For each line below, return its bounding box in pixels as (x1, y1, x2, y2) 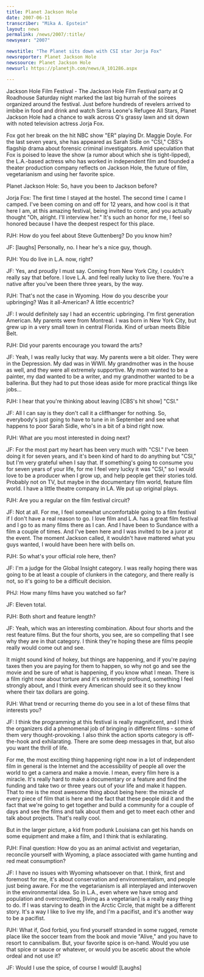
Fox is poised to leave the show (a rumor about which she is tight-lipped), (6, 151, 191, 158)
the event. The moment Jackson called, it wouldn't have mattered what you (6, 534, 195, 541)
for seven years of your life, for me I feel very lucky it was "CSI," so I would (6, 465, 194, 472)
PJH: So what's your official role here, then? (6, 552, 116, 560)
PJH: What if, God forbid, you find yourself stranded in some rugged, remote (6, 926, 198, 933)
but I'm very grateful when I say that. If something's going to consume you (6, 458, 194, 466)
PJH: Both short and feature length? (6, 613, 96, 620)
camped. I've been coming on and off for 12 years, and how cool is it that (6, 201, 189, 208)
